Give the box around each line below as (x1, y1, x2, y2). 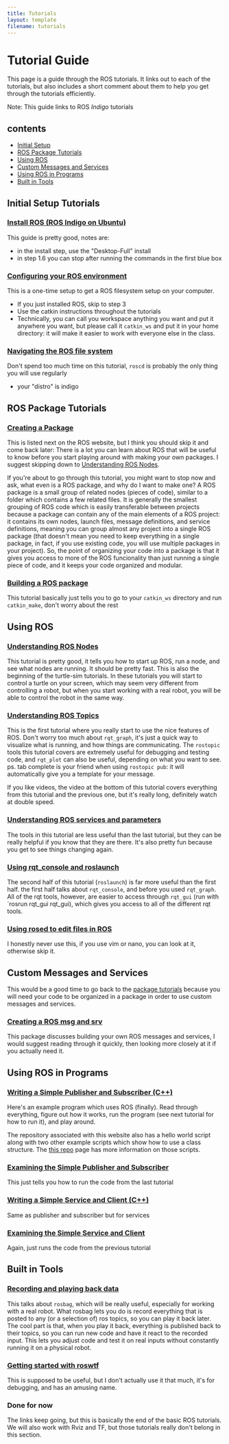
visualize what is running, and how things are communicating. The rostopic (7, 741, 221, 749)
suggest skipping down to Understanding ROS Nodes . (7, 460, 160, 469)
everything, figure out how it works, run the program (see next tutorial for (7, 1111, 214, 1119)
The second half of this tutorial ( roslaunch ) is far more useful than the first (7, 877, 217, 886)
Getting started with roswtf (7, 1360, 99, 1370)
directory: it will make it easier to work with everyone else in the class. (16, 329, 215, 338)
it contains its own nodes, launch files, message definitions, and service (7, 517, 210, 525)
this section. (7, 1431, 42, 1439)
